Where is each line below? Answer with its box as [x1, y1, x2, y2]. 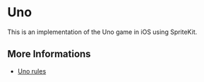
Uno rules [17, 66, 47, 75]
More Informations [7, 48, 91, 60]
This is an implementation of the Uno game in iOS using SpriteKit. [7, 28, 198, 36]
